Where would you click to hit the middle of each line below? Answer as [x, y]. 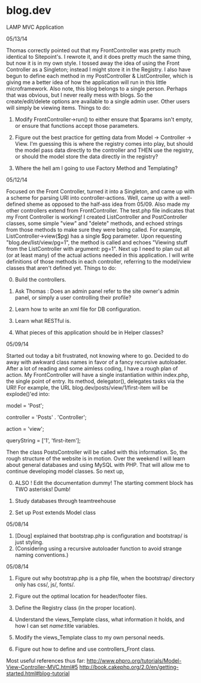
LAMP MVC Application [35, 27]
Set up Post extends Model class [55, 512]
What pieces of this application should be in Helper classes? [89, 332]
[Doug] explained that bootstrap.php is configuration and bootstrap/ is [101, 535]
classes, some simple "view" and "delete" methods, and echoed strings [95, 223]
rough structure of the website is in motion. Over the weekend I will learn [96, 458]
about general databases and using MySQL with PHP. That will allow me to [98, 465]
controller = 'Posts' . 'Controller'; [46, 417]
